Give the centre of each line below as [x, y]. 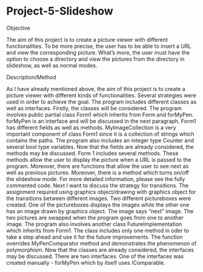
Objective [18, 28]
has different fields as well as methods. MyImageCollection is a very [92, 127]
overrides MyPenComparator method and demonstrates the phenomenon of [101, 243]
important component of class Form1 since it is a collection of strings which [101, 134]
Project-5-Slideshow [60, 11]
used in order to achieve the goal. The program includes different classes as [101, 102]
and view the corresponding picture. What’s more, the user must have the [98, 52]
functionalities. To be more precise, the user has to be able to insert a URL [99, 46]
